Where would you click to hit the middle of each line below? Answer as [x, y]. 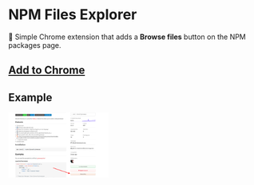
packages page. [35, 45]
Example [30, 97]
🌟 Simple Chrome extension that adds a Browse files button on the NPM [127, 37]
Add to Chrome [47, 71]
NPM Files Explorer [73, 15]
